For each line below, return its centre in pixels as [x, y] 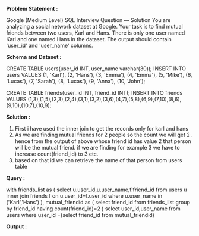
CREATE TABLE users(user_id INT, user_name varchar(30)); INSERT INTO [96, 69]
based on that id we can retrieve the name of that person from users [98, 160]
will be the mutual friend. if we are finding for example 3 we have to [97, 147]
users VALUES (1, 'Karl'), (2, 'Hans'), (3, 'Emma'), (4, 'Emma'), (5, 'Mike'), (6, [99, 75]
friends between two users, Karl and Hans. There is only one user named [96, 33]
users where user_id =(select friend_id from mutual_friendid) [80, 215]
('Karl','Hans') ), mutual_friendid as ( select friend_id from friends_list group [98, 202]
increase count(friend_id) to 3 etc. [56, 154]
